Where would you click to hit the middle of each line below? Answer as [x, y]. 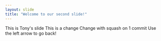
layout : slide [20, 10]
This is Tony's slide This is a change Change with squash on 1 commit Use [81, 28]
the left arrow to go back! [31, 33]
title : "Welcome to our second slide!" [46, 14]
